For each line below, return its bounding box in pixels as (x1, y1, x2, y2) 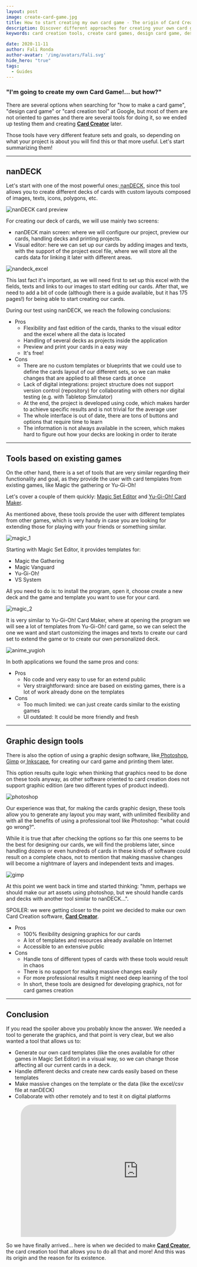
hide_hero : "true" (6, 57, 51, 64)
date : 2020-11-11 (6, 41, 49, 47)
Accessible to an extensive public (23, 943, 104, 950)
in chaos (23, 962, 45, 969)
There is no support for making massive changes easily (23, 968, 157, 975)
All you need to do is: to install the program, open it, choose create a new (6, 588, 183, 595)
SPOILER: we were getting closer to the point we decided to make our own (6, 907, 186, 914)
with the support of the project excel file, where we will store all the (14, 248, 177, 255)
